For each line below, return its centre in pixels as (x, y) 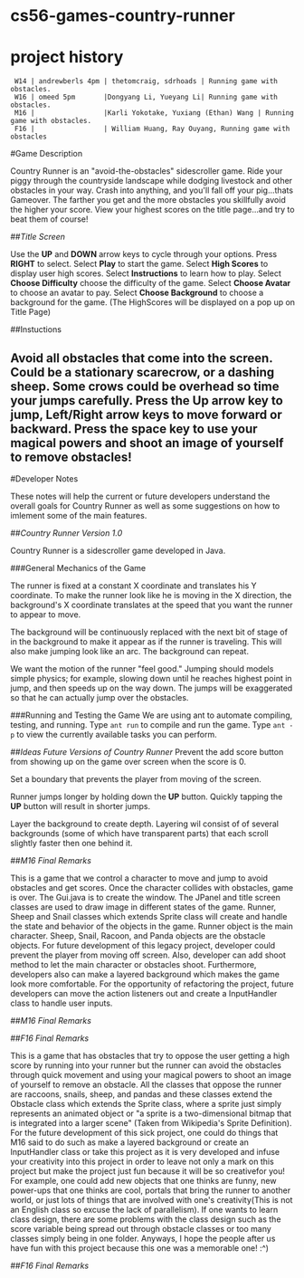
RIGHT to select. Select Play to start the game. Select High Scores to (139, 264)
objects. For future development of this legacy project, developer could (143, 945)
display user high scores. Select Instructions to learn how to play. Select (146, 273)
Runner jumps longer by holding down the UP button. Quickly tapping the (147, 796)
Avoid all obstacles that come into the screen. (142, 358)
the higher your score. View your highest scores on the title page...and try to (152, 210)
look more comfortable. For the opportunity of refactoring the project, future (152, 984)
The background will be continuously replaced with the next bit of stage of (149, 632)
